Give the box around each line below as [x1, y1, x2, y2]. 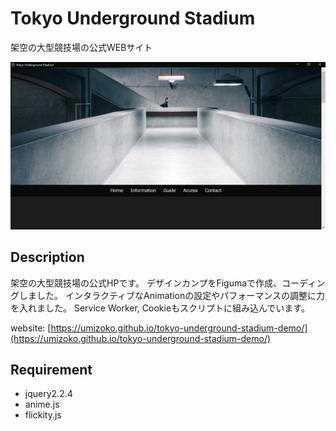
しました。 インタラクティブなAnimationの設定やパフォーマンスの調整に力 [18, 289, 325, 301]
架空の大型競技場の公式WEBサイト [10, 41, 153, 53]
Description [10, 249, 85, 266]
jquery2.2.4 [24, 388, 73, 400]
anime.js [24, 398, 60, 411]
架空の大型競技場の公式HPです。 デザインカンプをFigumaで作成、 [10, 277, 283, 289]
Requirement [10, 361, 93, 378]
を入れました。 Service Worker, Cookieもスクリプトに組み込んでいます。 [10, 302, 310, 314]
